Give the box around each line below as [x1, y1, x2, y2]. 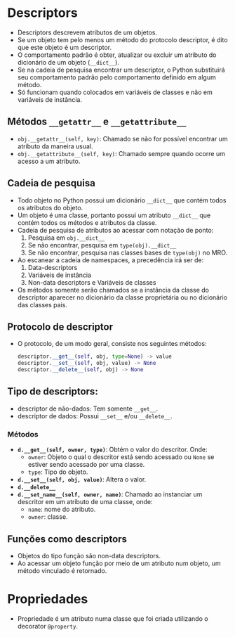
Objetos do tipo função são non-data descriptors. [17, 551, 161, 560]
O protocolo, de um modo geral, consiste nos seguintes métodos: [17, 340, 207, 348]
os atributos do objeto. [17, 203, 83, 212]
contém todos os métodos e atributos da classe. [17, 218, 157, 226]
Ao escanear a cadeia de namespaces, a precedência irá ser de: [17, 255, 204, 264]
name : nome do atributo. [27, 505, 96, 514]
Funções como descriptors [7, 533, 128, 545]
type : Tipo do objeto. [27, 468, 88, 476]
